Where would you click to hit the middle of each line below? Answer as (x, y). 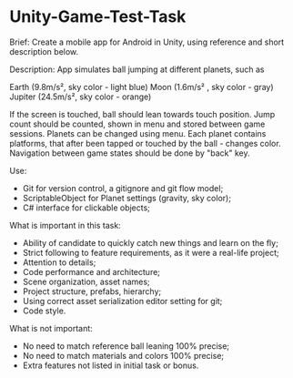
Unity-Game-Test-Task (98, 17)
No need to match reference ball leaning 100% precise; (126, 346)
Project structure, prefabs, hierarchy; (92, 291)
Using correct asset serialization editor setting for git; (122, 301)
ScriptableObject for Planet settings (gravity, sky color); (127, 198)
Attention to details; (59, 262)
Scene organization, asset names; (86, 281)
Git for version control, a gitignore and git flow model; (123, 188)
